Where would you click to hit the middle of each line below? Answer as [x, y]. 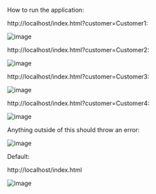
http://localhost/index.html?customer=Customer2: [78, 50]
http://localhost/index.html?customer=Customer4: [78, 103]
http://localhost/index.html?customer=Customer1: [78, 23]
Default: [18, 157]
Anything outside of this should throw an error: [74, 130]
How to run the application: [46, 10]
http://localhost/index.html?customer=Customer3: [78, 76]
